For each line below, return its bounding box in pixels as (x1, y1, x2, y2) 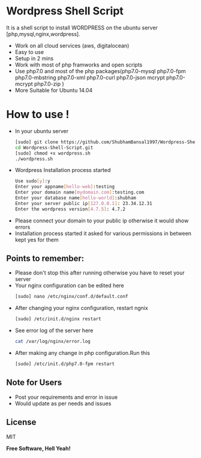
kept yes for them (14, 236, 59, 243)
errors (14, 223, 31, 230)
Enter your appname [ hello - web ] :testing (14, 184, 115, 190)
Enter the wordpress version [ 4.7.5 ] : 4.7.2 (14, 206, 126, 212)
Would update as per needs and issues (14, 400, 112, 407)
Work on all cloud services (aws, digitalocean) (14, 42, 130, 49)
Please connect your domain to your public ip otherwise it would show (14, 217, 189, 224)
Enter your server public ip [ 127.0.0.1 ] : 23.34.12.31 (14, 200, 152, 206)
